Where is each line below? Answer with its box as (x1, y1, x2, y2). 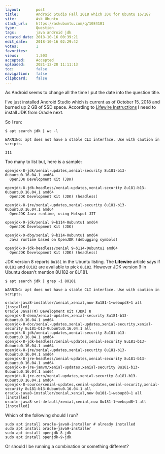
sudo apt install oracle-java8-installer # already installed (5, 422, 135, 426)
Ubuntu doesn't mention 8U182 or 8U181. (5, 269, 89, 275)
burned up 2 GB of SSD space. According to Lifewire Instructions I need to (5, 104, 156, 110)
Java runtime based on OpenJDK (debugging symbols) (9, 237, 118, 242)
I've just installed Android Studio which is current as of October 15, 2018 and (5, 99, 160, 105)
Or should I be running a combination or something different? (5, 443, 129, 449)
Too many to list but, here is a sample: (5, 159, 82, 164)
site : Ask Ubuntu (5, 16, 58, 21)
